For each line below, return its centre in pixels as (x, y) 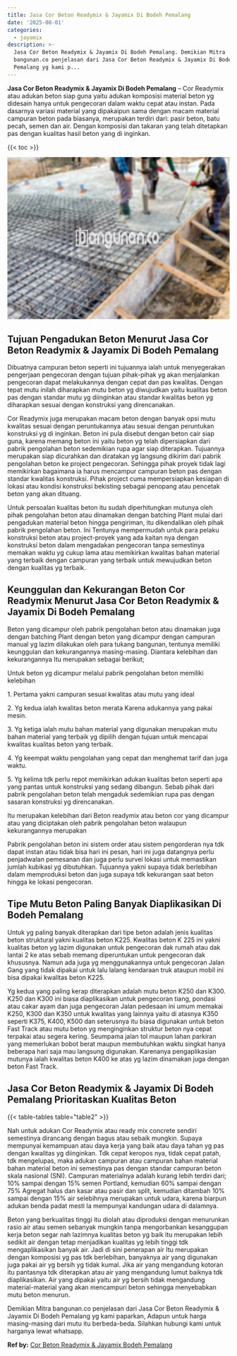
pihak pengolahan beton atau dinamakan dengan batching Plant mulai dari (115, 515)
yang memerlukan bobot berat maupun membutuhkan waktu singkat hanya (116, 1044)
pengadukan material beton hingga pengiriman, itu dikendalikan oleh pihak (116, 523)
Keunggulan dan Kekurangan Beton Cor (96, 590)
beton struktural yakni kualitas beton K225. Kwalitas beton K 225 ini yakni (114, 940)
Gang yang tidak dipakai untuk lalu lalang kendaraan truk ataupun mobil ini (116, 969)
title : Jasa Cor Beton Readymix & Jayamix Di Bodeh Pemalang (99, 15)
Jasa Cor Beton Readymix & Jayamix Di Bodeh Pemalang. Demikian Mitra (120, 52)
